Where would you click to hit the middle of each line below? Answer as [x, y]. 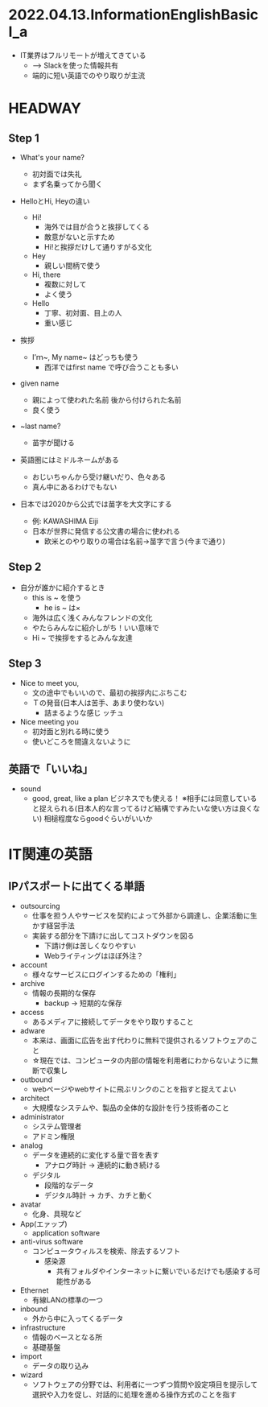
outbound [36, 1079]
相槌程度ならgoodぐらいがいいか [98, 819]
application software [66, 1233]
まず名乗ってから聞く [67, 184]
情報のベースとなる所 [67, 1337]
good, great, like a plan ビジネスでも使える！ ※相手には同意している [144, 798]
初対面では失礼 [57, 174]
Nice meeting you [49, 721]
